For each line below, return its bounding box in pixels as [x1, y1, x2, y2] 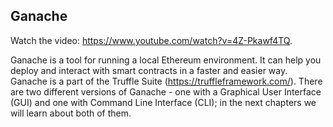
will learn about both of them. [10, 107, 132, 119]
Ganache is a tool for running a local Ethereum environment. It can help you [10, 54, 322, 66]
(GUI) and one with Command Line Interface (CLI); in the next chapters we [10, 96, 317, 108]
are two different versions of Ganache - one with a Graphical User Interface [10, 85, 322, 98]
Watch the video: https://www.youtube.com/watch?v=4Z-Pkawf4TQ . [10, 34, 293, 46]
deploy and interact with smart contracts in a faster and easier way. [10, 64, 288, 76]
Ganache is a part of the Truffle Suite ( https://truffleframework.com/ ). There [10, 75, 323, 87]
